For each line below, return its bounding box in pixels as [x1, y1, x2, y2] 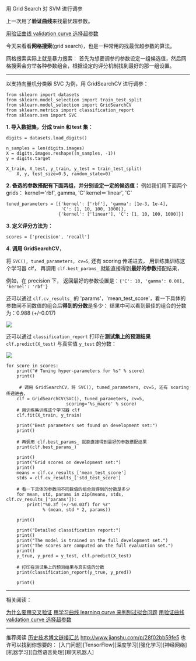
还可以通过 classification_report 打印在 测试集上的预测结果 [6, 333, 151, 340]
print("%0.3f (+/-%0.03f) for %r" [27, 502, 111, 507]
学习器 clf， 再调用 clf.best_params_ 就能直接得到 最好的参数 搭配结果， [10, 265, 183, 271]
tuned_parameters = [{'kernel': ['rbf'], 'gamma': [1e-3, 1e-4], [6, 201, 168, 207]
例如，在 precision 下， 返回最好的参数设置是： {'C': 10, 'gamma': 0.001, [6, 277, 185, 284]
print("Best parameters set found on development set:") [16, 423, 158, 428]
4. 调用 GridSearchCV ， [6, 245, 65, 252]
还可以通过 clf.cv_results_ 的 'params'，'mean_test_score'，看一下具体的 [6, 295, 186, 302]
